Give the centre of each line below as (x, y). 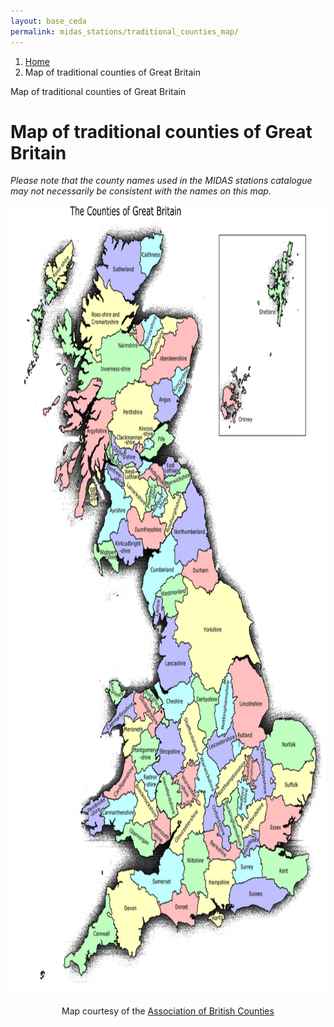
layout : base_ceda (48, 21)
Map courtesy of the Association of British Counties (168, 1011)
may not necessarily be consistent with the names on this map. (141, 191)
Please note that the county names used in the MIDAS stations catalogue (161, 181)
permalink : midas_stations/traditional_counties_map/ (125, 31)
